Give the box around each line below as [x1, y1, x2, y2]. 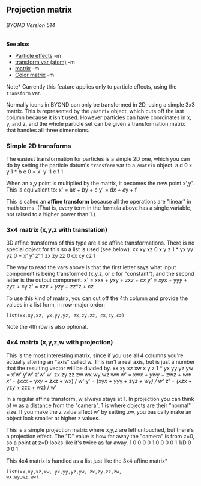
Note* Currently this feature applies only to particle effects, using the [6, 83, 177, 90]
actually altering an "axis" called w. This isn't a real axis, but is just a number [6, 358, 195, 366]
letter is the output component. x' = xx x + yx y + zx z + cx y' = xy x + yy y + [6, 276, 188, 284]
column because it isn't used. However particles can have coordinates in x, [6, 114, 192, 121]
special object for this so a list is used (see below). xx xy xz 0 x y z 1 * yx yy [6, 246, 194, 253]
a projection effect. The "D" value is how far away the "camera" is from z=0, [6, 433, 195, 440]
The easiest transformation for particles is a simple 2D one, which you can [6, 155, 190, 162]
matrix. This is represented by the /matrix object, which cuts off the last [6, 107, 184, 114]
